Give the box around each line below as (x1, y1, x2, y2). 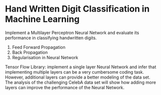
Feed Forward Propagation (12, 44, 65, 50)
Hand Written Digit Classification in (5, 3, 150, 15)
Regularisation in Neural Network (12, 54, 79, 60)
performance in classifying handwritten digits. (5, 35, 97, 41)
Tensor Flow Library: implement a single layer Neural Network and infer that (5, 64, 157, 70)
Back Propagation (12, 49, 48, 55)
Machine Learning (5, 14, 80, 25)
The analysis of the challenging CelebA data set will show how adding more (5, 79, 156, 85)
